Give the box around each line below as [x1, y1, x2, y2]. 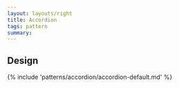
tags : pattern [7, 23, 48, 30]
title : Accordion [7, 16, 57, 23]
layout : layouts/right [7, 10, 73, 17]
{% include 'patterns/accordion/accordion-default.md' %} [7, 73, 173, 81]
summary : [7, 29, 32, 36]
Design [7, 54, 39, 66]
